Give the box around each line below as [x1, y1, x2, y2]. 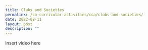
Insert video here [5, 40, 41, 46]
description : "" [5, 26, 39, 31]
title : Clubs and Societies [5, 7, 65, 13]
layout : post [5, 21, 33, 27]
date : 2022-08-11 [5, 17, 42, 22]
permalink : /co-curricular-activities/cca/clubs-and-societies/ [5, 12, 143, 17]
